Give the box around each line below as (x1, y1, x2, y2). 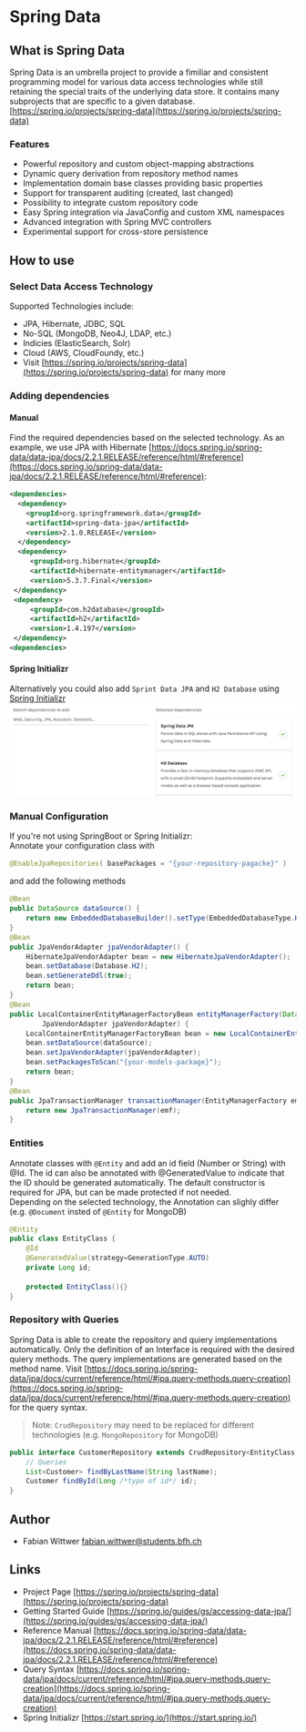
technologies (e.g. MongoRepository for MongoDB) (31, 1429, 219, 1440)
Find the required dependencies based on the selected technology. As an (9, 433, 285, 443)
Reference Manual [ (22, 1625, 97, 1635)
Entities (9, 1136, 44, 1149)
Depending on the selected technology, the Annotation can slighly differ (9, 1196, 280, 1207)
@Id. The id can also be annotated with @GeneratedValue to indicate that (9, 1167, 285, 1178)
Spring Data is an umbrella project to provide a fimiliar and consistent (9, 66, 269, 77)
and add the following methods (9, 876, 126, 887)
